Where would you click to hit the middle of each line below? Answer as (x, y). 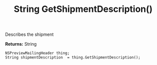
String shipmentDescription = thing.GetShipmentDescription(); (73, 58)
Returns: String (21, 44)
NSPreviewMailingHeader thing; (37, 53)
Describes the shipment (29, 34)
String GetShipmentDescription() (83, 9)
